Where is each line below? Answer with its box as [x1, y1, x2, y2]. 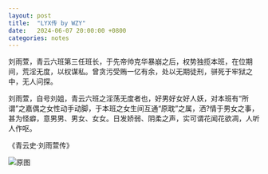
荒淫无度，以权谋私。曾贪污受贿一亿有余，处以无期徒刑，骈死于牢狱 [22, 67, 246, 77]
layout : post [8, 11, 52, 20]
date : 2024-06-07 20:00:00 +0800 [8, 26, 127, 34]
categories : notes [8, 34, 69, 42]
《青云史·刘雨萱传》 [8, 140, 74, 150]
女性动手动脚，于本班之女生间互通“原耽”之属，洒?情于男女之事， [46, 104, 259, 113]
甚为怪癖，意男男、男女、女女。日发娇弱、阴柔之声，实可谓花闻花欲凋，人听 [8, 113, 260, 124]
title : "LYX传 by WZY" [8, 19, 86, 27]
